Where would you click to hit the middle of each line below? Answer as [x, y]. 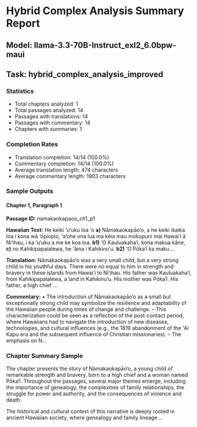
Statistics [20, 91]
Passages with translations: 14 [51, 117]
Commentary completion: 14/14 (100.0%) [64, 163]
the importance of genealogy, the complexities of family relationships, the [95, 387]
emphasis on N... [26, 340]
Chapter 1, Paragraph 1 [34, 205]
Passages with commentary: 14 [52, 123]
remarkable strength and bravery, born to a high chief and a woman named [97, 375]
